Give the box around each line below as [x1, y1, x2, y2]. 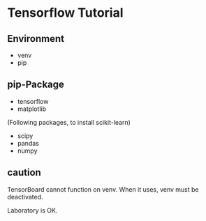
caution [7, 167, 42, 178]
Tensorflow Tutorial [7, 5, 124, 21]
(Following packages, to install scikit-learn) [7, 118, 131, 126]
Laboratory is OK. [7, 206, 58, 214]
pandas [17, 139, 40, 147]
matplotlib [17, 105, 47, 113]
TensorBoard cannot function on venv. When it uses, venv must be [7, 185, 199, 193]
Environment [7, 33, 65, 45]
